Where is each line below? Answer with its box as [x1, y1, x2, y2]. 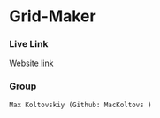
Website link [9, 58, 54, 68]
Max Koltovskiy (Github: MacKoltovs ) [9, 100, 152, 109]
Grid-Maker [9, 6, 96, 27]
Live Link [9, 38, 49, 51]
